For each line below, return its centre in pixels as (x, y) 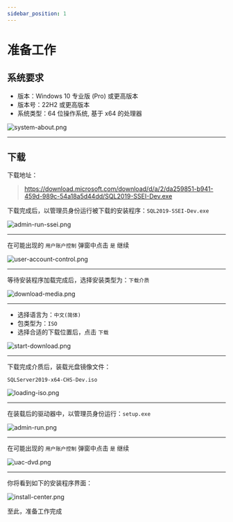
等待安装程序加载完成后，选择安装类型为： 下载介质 (78, 280)
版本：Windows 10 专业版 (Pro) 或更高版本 (78, 96)
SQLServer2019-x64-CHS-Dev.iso (52, 380)
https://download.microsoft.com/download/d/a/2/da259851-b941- (119, 189)
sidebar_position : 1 (37, 14)
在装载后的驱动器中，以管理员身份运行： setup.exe (79, 414)
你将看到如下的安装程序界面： (50, 483)
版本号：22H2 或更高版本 (53, 104)
